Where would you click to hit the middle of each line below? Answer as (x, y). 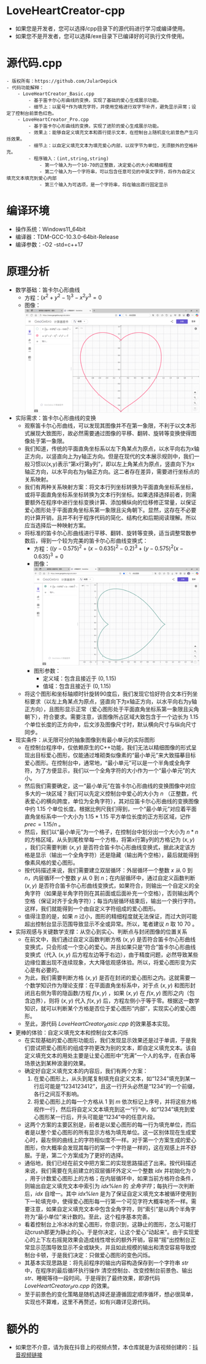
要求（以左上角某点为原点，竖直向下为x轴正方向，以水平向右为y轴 (113, 701)
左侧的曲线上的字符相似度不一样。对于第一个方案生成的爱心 (121, 1140)
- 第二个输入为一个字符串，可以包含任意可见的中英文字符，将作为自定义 (117, 172)
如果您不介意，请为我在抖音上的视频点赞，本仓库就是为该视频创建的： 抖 (106, 1347)
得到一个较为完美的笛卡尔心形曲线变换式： (94, 540)
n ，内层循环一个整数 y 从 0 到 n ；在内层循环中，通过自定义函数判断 (110, 878)
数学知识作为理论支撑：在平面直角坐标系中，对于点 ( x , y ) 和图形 (110, 985)
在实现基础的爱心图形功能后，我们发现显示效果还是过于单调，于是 (108, 1040)
